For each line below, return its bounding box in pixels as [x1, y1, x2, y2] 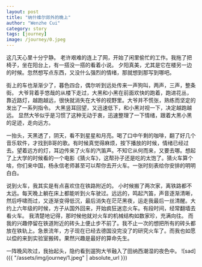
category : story [6, 25, 47, 32]
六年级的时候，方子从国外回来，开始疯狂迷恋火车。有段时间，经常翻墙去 [16, 205, 196, 212]
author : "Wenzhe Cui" [6, 20, 61, 26]
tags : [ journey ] [6, 31, 47, 37]
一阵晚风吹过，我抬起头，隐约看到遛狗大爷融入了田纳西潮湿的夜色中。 [6, 247, 180, 254]
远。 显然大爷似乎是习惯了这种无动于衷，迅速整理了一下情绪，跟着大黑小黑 [6, 112, 192, 119]
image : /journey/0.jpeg [6, 37, 66, 43]
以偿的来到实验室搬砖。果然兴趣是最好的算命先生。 [6, 235, 133, 242]
